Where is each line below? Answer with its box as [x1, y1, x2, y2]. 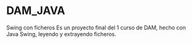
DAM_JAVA [6, 4, 65, 18]
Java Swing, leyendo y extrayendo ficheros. [6, 30, 116, 37]
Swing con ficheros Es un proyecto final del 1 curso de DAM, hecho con [6, 24, 186, 31]
